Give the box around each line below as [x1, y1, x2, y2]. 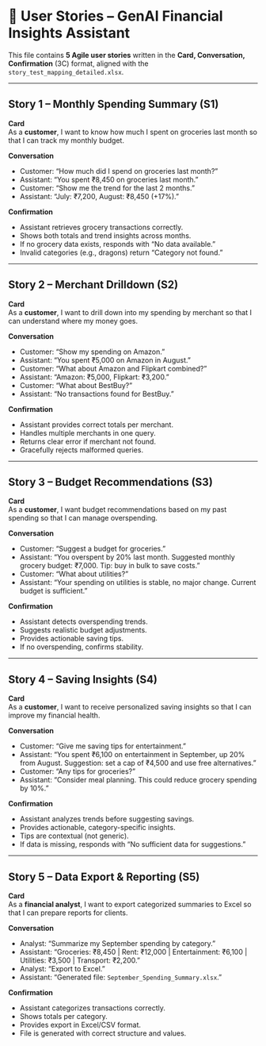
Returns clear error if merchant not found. [19, 436, 157, 446]
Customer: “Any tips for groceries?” [19, 767, 136, 776]
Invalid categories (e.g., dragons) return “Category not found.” [19, 248, 223, 257]
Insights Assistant [8, 24, 131, 42]
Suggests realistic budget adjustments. [19, 625, 148, 635]
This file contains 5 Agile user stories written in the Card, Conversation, [8, 50, 245, 60]
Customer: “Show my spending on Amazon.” [19, 347, 165, 356]
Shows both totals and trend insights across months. [19, 230, 192, 240]
